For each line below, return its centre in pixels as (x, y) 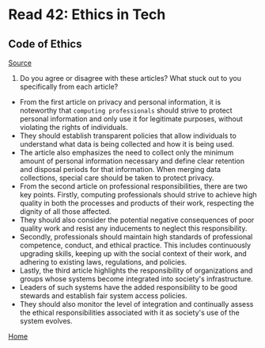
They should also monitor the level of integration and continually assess (136, 304)
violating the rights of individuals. (74, 127)
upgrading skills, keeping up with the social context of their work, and (133, 254)
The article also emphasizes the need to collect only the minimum (127, 153)
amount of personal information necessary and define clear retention (132, 161)
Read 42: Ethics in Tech (87, 15)
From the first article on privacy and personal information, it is (120, 102)
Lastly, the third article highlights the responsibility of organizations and (136, 270)
